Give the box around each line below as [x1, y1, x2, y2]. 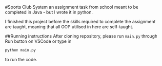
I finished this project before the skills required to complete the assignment [5, 19, 156, 24]
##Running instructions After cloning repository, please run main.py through [5, 33, 158, 39]
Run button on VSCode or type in [5, 38, 72, 44]
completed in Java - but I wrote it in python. [5, 9, 93, 15]
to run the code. [5, 56, 38, 62]
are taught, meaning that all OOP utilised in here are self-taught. [5, 24, 133, 30]
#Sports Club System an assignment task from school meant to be [5, 4, 139, 10]
